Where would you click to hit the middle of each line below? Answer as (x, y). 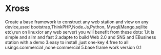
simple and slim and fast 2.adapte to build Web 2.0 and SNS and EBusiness (80, 37)
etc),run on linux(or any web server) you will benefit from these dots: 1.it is (80, 32)
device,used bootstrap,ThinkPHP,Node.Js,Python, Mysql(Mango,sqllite (76, 27)
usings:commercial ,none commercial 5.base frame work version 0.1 (73, 47)
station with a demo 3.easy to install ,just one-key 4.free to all (67, 42)
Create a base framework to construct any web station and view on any (77, 22)
